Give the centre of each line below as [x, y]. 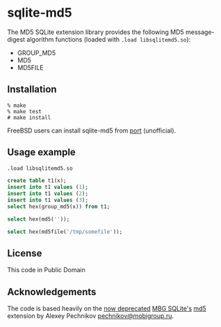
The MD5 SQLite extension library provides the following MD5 [96, 32]
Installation [32, 89]
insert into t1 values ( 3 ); [48, 200]
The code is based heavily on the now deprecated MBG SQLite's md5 [107, 309]
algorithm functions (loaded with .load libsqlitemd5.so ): [109, 39]
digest [16, 39]
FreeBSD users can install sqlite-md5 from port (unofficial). [92, 131]
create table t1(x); [37, 181]
